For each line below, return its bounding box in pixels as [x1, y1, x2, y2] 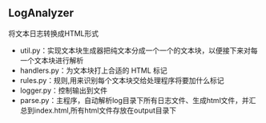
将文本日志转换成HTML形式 [8, 28, 99, 38]
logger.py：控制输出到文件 [19, 85, 108, 95]
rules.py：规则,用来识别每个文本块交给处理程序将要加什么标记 [19, 75, 224, 85]
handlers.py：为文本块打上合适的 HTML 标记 [19, 65, 168, 75]
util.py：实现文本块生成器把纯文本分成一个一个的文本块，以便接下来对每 [19, 46, 258, 55]
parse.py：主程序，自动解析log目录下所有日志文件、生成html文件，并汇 [19, 95, 256, 105]
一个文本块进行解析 [19, 55, 84, 65]
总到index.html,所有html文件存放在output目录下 [19, 105, 177, 115]
